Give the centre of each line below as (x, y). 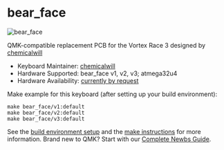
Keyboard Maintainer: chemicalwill (66, 66)
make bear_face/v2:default (46, 113)
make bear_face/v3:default (46, 119)
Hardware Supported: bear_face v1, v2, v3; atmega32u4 (97, 73)
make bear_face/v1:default (46, 106)
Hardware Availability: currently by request (78, 80)
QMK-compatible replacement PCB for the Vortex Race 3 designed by (106, 45)
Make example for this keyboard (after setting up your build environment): (112, 94)
